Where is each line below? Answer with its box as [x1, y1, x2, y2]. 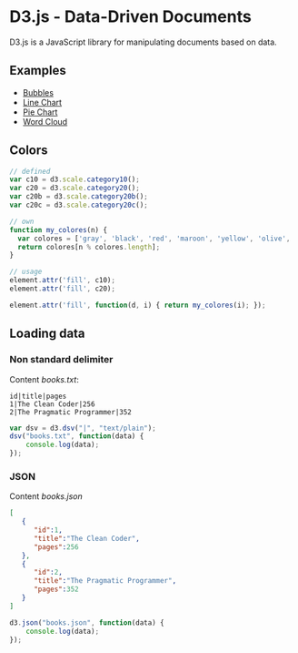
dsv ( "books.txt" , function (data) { [9, 432, 144, 441]
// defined [9, 167, 51, 176]
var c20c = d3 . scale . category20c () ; [9, 200, 148, 210]
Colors [9, 143, 48, 158]
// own [9, 217, 35, 226]
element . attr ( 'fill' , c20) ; [9, 284, 116, 293]
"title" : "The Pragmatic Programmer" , [33, 576, 177, 586]
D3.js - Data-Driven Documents [9, 6, 252, 27]
